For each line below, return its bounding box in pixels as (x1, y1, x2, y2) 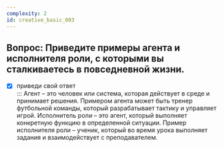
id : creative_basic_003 (6, 17, 75, 23)
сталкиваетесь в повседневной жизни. (6, 63, 185, 75)
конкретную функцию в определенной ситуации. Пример (16, 118, 187, 127)
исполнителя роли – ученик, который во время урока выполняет (16, 126, 208, 134)
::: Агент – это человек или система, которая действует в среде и (16, 89, 210, 98)
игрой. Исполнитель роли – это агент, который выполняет (16, 112, 187, 120)
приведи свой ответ (16, 82, 76, 90)
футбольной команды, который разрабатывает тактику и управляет (16, 104, 217, 112)
